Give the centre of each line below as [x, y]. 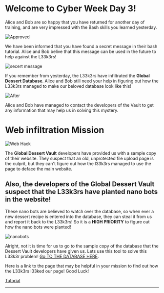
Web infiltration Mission [55, 130]
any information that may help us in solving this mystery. [62, 110]
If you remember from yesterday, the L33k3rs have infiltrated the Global [78, 75]
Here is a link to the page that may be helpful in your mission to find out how [82, 266]
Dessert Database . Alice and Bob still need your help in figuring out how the [82, 81]
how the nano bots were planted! [38, 227]
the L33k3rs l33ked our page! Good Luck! [47, 271]
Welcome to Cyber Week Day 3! [71, 9]
